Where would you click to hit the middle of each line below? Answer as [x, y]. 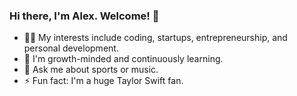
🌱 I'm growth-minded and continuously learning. [123, 59]
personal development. [71, 48]
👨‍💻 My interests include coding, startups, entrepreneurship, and [155, 38]
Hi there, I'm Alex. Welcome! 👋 [84, 16]
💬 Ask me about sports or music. [91, 70]
